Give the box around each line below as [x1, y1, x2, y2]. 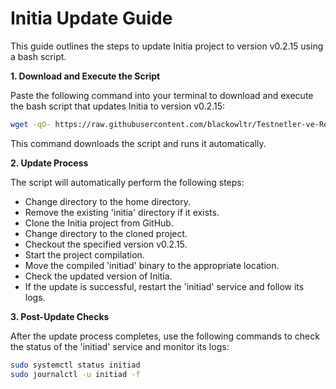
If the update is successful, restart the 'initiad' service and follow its [24, 280, 305, 292]
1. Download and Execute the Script [10, 70, 161, 82]
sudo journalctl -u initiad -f [10, 369, 141, 379]
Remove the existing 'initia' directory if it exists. [24, 206, 220, 218]
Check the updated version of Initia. [24, 270, 173, 282]
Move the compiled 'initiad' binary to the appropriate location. [24, 259, 280, 271]
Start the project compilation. [24, 248, 145, 261]
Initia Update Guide [10, 7, 173, 30]
